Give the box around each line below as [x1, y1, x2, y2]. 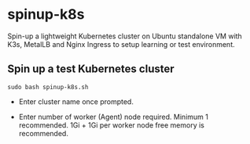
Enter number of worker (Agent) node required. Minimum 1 [18, 112, 209, 121]
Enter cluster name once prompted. [18, 96, 134, 106]
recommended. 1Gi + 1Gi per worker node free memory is [18, 120, 205, 130]
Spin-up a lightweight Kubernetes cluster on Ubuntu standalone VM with [7, 31, 243, 41]
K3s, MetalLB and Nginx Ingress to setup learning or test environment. [7, 39, 235, 49]
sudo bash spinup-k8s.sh [7, 83, 89, 91]
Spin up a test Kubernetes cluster [7, 63, 175, 76]
